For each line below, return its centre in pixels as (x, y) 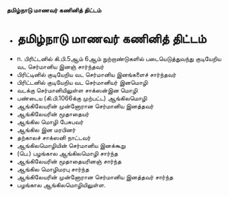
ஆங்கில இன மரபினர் (46, 130)
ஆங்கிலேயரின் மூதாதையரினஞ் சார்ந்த (69, 161)
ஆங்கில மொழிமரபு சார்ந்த (53, 169)
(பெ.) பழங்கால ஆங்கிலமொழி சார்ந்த (67, 153)
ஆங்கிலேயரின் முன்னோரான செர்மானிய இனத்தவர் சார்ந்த (95, 177)
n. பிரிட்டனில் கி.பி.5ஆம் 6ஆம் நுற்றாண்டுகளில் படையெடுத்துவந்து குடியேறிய (119, 58)
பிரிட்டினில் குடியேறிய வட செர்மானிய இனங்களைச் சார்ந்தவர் (96, 74)
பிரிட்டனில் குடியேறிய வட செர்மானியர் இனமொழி (82, 82)
